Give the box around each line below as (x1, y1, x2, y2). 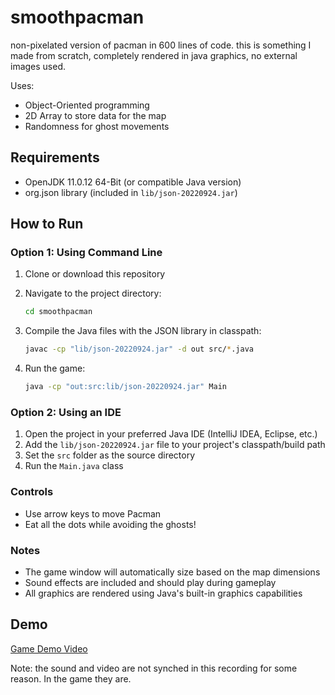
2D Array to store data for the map (24, 109, 167, 121)
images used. (10, 60, 67, 72)
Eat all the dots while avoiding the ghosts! (24, 518, 197, 530)
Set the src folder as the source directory (24, 449, 196, 461)
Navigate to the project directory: (24, 287, 162, 300)
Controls (10, 485, 54, 499)
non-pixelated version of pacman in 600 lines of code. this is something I (10, 39, 312, 51)
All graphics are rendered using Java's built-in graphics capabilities (24, 587, 303, 599)
